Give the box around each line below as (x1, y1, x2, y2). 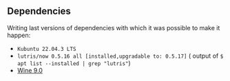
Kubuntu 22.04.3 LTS (17, 45, 76, 52)
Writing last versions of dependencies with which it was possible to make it (7, 23, 220, 32)
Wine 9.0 (17, 66, 43, 74)
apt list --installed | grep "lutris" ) (17, 58, 131, 67)
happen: (7, 31, 31, 39)
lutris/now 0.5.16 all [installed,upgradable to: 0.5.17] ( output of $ (17, 51, 224, 60)
